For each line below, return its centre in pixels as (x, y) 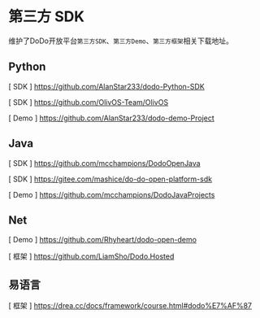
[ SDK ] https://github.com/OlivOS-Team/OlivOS (89, 102)
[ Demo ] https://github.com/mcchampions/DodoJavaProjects (112, 194)
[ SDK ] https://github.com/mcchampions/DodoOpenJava (104, 163)
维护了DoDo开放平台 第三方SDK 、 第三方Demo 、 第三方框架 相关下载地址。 (121, 41)
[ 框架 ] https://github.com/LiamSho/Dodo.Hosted (91, 256)
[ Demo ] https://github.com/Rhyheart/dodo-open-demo (103, 240)
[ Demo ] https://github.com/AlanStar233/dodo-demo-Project (112, 118)
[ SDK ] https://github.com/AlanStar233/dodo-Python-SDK (106, 86)
